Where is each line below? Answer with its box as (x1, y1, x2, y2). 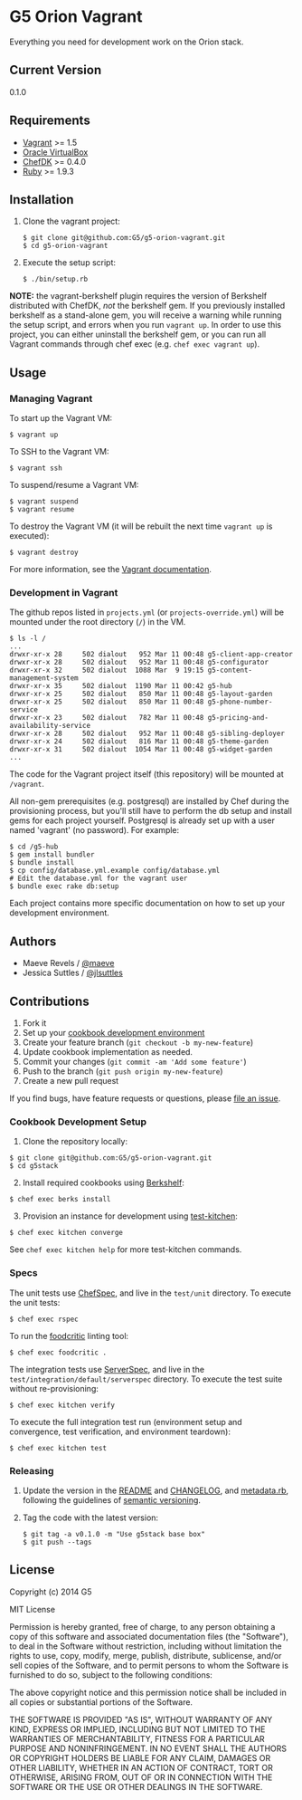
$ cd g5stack (9, 1162, 59, 1171)
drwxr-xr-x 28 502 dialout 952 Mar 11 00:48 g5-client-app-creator (9, 650, 294, 659)
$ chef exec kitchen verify (9, 1401, 116, 1410)
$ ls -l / (9, 634, 47, 644)
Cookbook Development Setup (9, 1115, 147, 1128)
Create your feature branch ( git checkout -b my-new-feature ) (22, 1037, 254, 1048)
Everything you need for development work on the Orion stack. (9, 36, 244, 47)
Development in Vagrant (9, 586, 118, 598)
